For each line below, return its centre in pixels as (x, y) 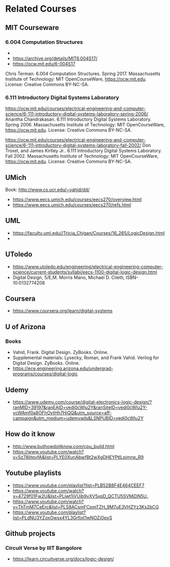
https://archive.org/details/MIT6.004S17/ (55, 58)
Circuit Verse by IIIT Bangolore (44, 548)
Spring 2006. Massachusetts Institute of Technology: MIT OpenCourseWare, (85, 125)
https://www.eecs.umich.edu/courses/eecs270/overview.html (77, 199)
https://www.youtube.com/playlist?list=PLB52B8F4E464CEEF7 (78, 485)
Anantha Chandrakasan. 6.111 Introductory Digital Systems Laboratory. (78, 119)
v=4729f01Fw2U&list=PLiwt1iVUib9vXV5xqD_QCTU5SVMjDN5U (79, 496)
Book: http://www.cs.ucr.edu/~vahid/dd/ (47, 189)
